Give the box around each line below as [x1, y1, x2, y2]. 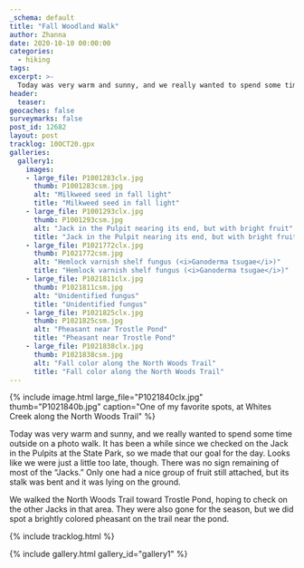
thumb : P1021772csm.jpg [33, 249, 124, 258]
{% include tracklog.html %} [9, 531, 115, 542]
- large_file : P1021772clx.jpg [25, 241, 144, 250]
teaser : [17, 97, 47, 107]
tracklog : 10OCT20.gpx [9, 140, 95, 149]
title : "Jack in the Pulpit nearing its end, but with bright [33, 232, 273, 241]
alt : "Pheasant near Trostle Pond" [33, 325, 168, 334]
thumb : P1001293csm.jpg [33, 215, 124, 225]
